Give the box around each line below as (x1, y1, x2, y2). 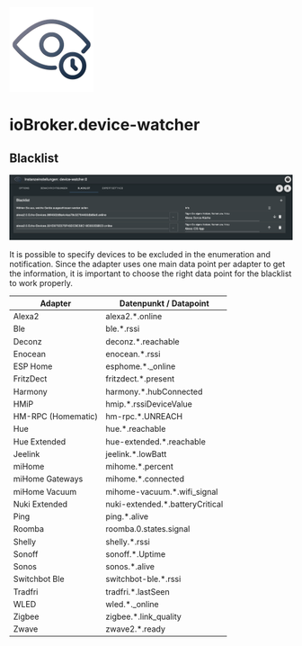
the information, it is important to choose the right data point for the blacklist (9, 268, 292, 279)
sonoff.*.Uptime (105, 548, 166, 560)
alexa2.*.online (105, 311, 163, 322)
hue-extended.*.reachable (105, 435, 207, 447)
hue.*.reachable (105, 424, 166, 435)
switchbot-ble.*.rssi (105, 574, 182, 585)
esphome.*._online (105, 361, 176, 372)
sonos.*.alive (105, 561, 155, 572)
